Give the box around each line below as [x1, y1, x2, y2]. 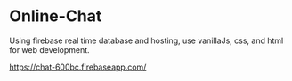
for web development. [9, 44, 91, 55]
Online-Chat [9, 6, 102, 26]
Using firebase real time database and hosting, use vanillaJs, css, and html [9, 35, 284, 46]
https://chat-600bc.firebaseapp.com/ [9, 62, 147, 72]
